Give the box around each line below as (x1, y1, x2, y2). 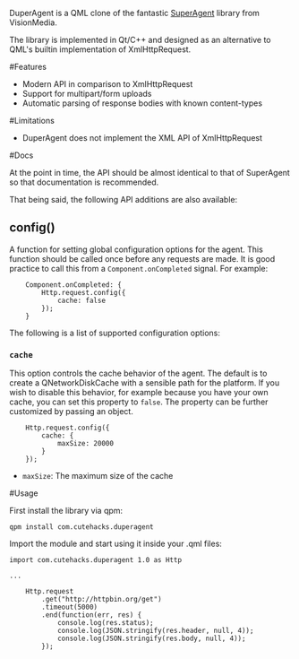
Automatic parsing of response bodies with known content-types (21, 98, 262, 108)
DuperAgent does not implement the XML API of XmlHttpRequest (21, 133, 262, 143)
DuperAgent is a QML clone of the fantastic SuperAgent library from (9, 8, 260, 18)
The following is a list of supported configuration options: (9, 327, 221, 338)
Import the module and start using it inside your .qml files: (9, 538, 222, 550)
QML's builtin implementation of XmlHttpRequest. (9, 44, 192, 55)
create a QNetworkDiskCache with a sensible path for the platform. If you (9, 377, 280, 388)
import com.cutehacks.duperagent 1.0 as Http (9, 556, 182, 565)
